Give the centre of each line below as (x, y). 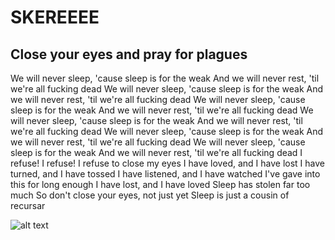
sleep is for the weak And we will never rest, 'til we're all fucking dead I (156, 152)
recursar (28, 205)
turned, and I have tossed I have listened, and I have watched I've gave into (165, 174)
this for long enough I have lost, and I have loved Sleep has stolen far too (160, 184)
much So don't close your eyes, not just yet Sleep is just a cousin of (150, 195)
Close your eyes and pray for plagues (129, 54)
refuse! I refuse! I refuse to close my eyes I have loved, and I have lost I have (167, 163)
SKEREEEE (55, 17)
